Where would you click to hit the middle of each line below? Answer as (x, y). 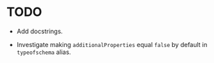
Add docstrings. (40, 31)
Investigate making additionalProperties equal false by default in (112, 44)
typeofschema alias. (44, 52)
